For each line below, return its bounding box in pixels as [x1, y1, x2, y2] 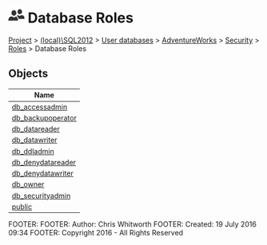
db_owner [11, 180, 45, 189]
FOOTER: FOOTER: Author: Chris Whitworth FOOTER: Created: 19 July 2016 [8, 219, 257, 229]
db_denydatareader [11, 157, 77, 167]
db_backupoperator [11, 113, 78, 122]
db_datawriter [11, 135, 58, 145]
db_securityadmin [11, 191, 71, 200]
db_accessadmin [11, 102, 68, 112]
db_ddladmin [11, 146, 54, 156]
